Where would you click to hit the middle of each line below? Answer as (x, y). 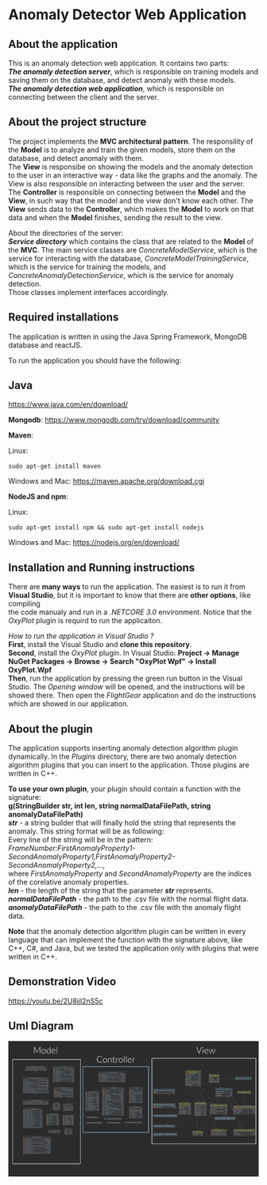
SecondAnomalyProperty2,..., (57, 865)
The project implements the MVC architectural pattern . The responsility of (131, 141)
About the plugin (50, 729)
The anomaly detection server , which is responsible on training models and (133, 72)
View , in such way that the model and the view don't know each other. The (131, 200)
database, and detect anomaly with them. (76, 158)
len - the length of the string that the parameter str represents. (111, 891)
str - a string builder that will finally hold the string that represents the (122, 823)
